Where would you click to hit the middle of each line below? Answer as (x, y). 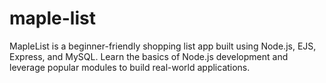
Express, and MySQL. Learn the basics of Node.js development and (149, 56)
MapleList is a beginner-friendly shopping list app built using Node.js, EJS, (163, 46)
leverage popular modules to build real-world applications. (130, 67)
